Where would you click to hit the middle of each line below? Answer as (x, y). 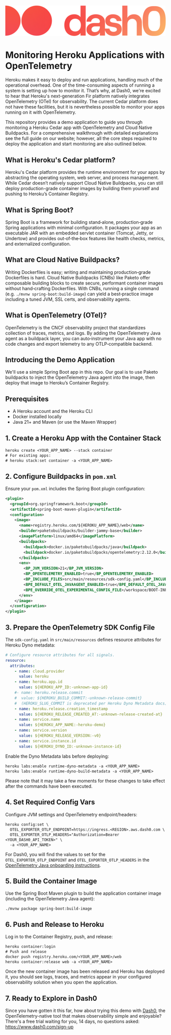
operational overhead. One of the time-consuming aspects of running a (80, 85)
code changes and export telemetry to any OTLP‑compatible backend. (79, 344)
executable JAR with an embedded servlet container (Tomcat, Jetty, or (79, 233)
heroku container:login (31, 947)
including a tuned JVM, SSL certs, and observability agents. (68, 299)
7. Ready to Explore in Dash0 (51, 998)
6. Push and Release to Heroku (55, 924)
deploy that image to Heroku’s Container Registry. (58, 383)
